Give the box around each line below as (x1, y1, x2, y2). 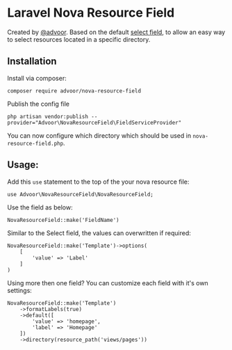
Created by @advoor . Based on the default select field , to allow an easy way (7, 28, 226, 36)
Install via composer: (7, 74, 67, 82)
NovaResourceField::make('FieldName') (7, 216, 119, 223)
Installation (7, 56, 57, 67)
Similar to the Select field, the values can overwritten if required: (7, 228, 191, 237)
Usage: (7, 159, 40, 171)
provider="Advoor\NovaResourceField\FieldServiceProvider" (7, 119, 182, 126)
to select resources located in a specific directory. (7, 35, 151, 43)
